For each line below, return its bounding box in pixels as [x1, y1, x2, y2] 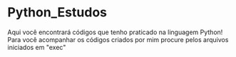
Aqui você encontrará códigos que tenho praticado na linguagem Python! [7, 28, 223, 36]
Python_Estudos [7, 4, 107, 21]
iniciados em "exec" [7, 43, 66, 51]
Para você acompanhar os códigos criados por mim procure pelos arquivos [7, 35, 229, 43]
